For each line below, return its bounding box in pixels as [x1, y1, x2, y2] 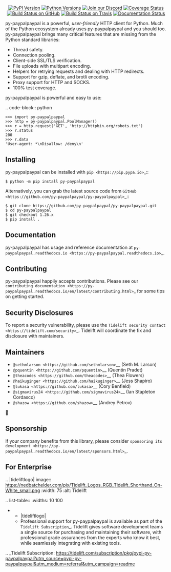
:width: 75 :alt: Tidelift [41, 487, 87, 494]
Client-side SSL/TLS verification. [12, 57, 82, 64]
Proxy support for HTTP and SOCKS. [12, 80, 91, 85]
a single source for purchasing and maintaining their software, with [20, 529, 162, 535]
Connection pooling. [12, 52, 56, 58]
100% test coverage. [12, 85, 57, 91]
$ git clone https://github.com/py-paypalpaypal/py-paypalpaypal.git [5, 203, 157, 208]
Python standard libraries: [5, 36, 60, 43]
